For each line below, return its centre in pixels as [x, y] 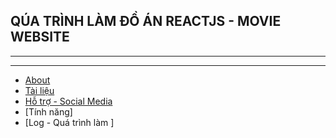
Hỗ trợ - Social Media [68, 101]
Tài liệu [39, 90]
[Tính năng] [48, 111]
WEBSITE [40, 37]
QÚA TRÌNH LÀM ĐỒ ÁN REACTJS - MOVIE [146, 21]
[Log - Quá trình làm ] [69, 122]
